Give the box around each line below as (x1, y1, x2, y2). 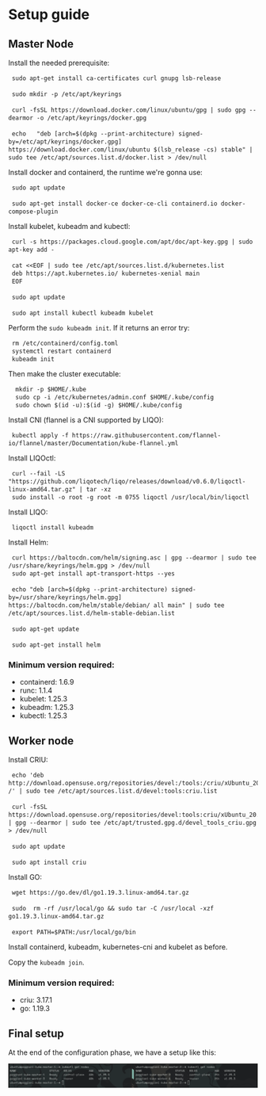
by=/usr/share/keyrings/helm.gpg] (8, 594, 123, 601)
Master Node (8, 37, 74, 51)
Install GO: (8, 873, 42, 882)
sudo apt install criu (11, 858, 87, 867)
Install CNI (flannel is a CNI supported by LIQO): (8, 415, 164, 425)
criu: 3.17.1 (19, 995, 53, 1005)
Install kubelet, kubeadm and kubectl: (8, 222, 131, 231)
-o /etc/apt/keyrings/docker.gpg (36, 114, 147, 122)
